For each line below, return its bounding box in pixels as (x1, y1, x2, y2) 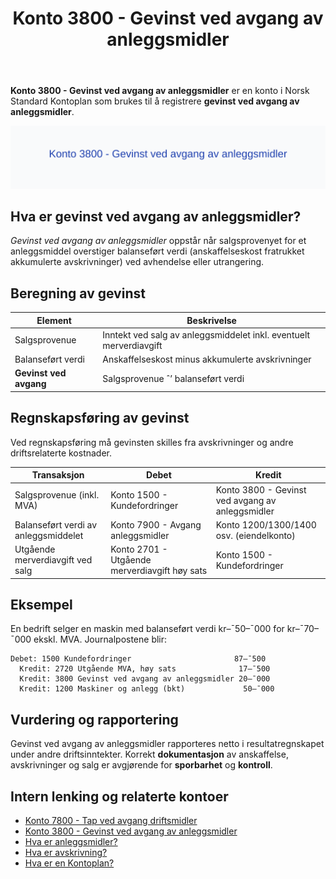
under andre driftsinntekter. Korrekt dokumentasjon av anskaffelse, (10, 748, 289, 761)
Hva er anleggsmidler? (24, 835, 118, 847)
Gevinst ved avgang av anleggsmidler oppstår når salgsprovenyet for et (10, 235, 307, 247)
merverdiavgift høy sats (110, 565, 208, 577)
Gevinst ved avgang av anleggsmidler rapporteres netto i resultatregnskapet (10, 738, 325, 750)
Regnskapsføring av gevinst (10, 410, 190, 427)
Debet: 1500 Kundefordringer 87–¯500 (10, 654, 267, 664)
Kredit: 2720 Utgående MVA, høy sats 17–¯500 (19, 664, 271, 674)
